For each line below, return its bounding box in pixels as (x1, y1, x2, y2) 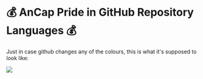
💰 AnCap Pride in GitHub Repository (6, 5, 194, 19)
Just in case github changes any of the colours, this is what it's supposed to (6, 47, 197, 55)
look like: (6, 54, 29, 61)
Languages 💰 (6, 24, 77, 38)
